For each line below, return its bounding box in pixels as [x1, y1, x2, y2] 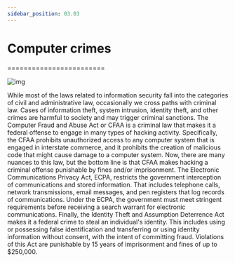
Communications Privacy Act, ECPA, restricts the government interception [7, 173, 222, 181]
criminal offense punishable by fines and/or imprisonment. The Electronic [7, 166, 220, 174]
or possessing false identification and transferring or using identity [7, 225, 200, 234]
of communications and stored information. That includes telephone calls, [7, 180, 221, 189]
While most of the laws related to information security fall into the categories [7, 90, 229, 99]
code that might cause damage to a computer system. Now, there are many [7, 150, 226, 159]
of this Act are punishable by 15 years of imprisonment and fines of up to [7, 240, 217, 248]
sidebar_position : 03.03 [7, 10, 80, 18]
